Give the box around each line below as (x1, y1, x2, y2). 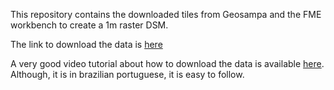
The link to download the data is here (10, 39, 163, 50)
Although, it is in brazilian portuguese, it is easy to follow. (10, 69, 245, 80)
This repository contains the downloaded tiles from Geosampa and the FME (10, 9, 322, 20)
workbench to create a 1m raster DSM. (10, 19, 169, 31)
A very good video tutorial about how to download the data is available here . (10, 58, 325, 69)
